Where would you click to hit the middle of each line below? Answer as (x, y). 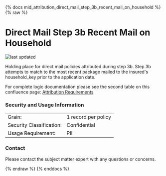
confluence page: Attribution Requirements (49, 92)
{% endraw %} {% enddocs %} (37, 169)
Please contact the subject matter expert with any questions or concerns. (81, 159)
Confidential (81, 125)
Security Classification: (35, 125)
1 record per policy (89, 117)
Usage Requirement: (32, 133)
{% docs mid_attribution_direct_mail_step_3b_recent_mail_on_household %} (83, 7)
